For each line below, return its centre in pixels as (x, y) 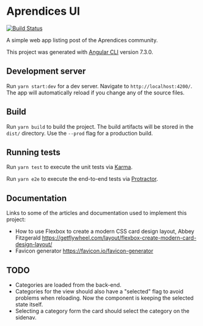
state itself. (29, 304)
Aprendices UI (43, 11)
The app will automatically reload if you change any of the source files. (95, 93)
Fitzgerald (28, 238)
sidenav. (26, 317)
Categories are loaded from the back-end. (68, 285)
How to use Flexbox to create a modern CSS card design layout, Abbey (105, 232)
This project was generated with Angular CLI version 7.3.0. (80, 52)
